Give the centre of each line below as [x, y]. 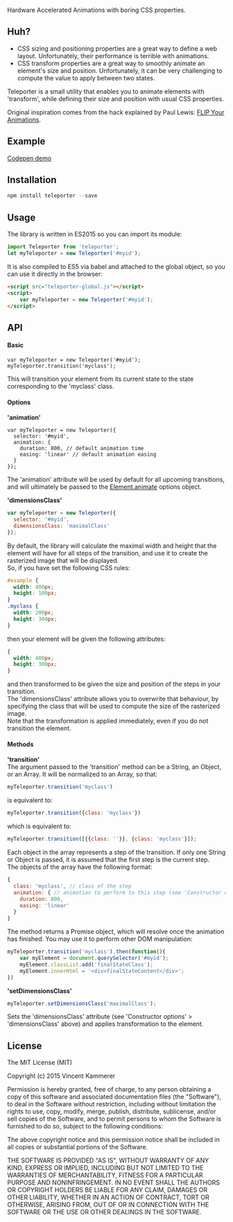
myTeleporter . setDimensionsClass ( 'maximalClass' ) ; [82, 1004]
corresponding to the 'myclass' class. [61, 386]
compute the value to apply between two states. [86, 78]
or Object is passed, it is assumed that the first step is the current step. [109, 860]
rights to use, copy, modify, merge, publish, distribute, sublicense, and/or [112, 1112]
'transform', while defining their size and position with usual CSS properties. [115, 98]
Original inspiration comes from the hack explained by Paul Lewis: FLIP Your [116, 112]
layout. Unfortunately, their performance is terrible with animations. [113, 55]
